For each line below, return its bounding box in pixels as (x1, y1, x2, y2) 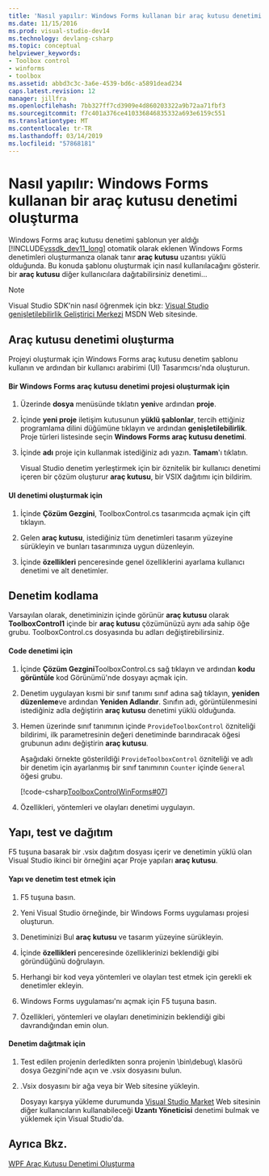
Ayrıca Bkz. (8, 1137, 68, 1151)
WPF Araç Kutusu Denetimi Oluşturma (8, 1158, 135, 1168)
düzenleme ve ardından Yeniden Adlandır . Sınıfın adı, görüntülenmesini (19, 696, 258, 707)
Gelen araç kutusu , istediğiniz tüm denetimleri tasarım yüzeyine (19, 532, 233, 542)
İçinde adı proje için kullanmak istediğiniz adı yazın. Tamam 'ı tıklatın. (19, 447, 248, 457)
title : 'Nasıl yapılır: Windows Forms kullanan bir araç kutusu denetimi (8, 11, 263, 20)
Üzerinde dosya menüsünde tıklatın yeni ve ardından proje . (19, 399, 216, 409)
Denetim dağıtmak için (8, 1039, 86, 1048)
